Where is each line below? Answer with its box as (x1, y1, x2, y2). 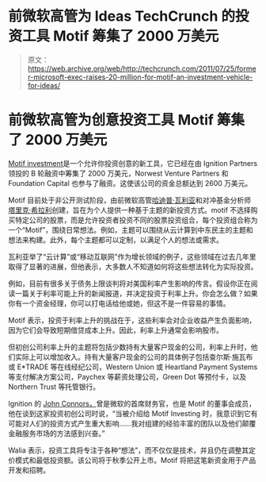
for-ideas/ (27, 80, 61, 90)
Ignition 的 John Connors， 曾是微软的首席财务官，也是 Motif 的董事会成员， (8, 399, 256, 408)
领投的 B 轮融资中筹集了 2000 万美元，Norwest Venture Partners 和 (8, 168, 229, 178)
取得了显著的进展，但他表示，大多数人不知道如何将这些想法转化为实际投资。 (8, 261, 258, 271)
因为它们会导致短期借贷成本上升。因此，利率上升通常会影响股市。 (8, 325, 223, 334)
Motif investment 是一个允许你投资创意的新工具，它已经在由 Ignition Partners (8, 158, 258, 168)
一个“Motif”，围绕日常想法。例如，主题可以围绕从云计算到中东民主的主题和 (8, 225, 253, 234)
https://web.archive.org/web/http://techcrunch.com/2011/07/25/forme (27, 64, 256, 73)
